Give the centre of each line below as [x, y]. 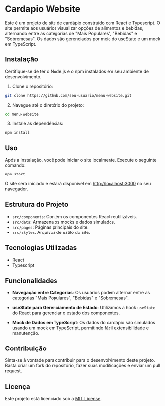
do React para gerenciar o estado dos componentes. [66, 313]
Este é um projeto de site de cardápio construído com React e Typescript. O [82, 23]
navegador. [17, 189]
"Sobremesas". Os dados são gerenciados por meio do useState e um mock [83, 39]
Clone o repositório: [32, 86]
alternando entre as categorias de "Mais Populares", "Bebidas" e [71, 33]
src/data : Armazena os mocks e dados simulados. [64, 222]
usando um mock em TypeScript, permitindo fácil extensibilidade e [81, 328]
